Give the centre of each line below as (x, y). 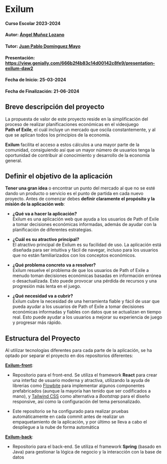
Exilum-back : (19, 437)
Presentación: (20, 57)
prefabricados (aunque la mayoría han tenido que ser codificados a (82, 391)
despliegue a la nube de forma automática (56, 427)
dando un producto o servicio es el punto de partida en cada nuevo (74, 193)
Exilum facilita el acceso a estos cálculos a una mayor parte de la (72, 144)
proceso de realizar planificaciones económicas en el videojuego (72, 124)
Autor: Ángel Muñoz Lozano (35, 35)
